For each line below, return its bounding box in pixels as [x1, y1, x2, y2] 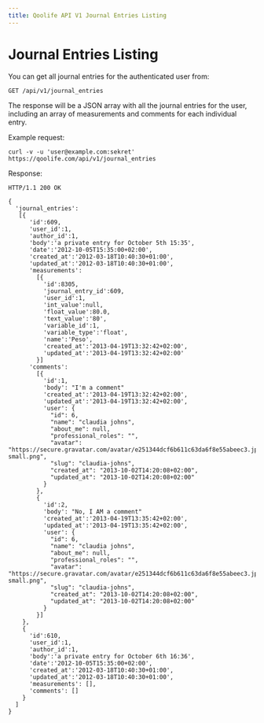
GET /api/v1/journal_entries [8, 87, 104, 95]
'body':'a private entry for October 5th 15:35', [28, 239, 195, 247]
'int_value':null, [42, 301, 104, 309]
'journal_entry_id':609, [42, 287, 125, 295]
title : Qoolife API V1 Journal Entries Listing [8, 11, 167, 20]
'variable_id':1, [42, 321, 101, 329]
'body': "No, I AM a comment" [42, 507, 143, 516]
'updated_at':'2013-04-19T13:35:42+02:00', [42, 521, 189, 529]
